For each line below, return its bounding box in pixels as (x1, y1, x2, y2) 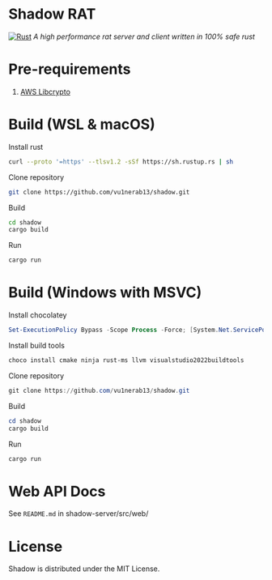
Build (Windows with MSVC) (8, 284, 202, 302)
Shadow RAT (8, 5, 96, 23)
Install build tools (8, 341, 65, 350)
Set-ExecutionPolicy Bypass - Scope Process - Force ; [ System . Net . (8, 326, 233, 335)
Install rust (8, 142, 44, 151)
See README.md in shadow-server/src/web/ (8, 509, 149, 518)
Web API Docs (8, 482, 106, 501)
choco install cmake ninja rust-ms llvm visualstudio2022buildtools (8, 356, 244, 365)
